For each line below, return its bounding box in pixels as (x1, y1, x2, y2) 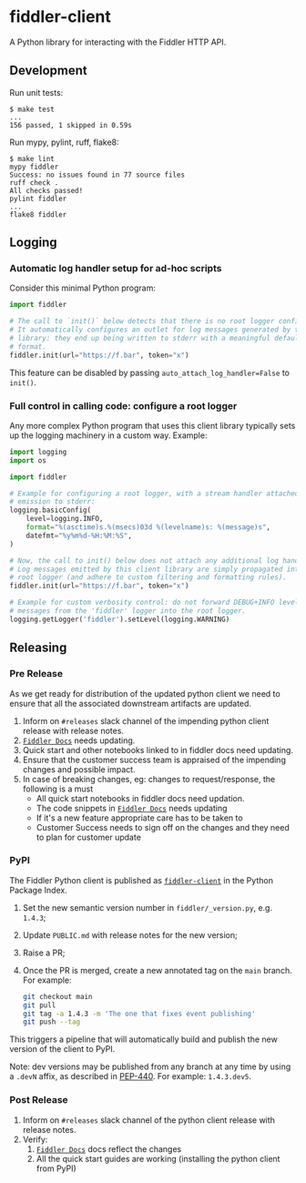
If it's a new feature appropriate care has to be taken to (36, 812, 243, 823)
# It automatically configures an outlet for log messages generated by (9, 325, 291, 334)
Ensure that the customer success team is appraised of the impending (22, 754, 287, 765)
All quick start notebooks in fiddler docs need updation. (36, 792, 245, 803)
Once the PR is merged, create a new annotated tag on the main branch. (22, 964, 293, 975)
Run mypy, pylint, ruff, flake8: (9, 137, 119, 148)
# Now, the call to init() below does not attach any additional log (9, 556, 280, 566)
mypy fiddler (9, 162, 59, 171)
